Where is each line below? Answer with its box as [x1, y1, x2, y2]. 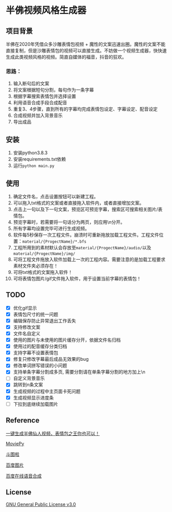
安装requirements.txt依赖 [13, 156, 66, 162]
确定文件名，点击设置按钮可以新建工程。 [13, 193, 99, 199]
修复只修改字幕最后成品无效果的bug [13, 356, 89, 362]
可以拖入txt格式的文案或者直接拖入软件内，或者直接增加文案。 [13, 200, 144, 206]
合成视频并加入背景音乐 [13, 112, 63, 119]
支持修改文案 [13, 324, 40, 330]
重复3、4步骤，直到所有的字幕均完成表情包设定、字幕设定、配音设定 [13, 106, 158, 112]
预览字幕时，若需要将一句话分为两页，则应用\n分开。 [13, 219, 126, 225]
